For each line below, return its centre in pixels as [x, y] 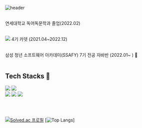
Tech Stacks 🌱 [28, 76]
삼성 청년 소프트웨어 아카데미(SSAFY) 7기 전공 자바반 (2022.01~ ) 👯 [71, 55]
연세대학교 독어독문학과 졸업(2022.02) [43, 23]
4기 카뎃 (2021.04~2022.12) [39, 39]
